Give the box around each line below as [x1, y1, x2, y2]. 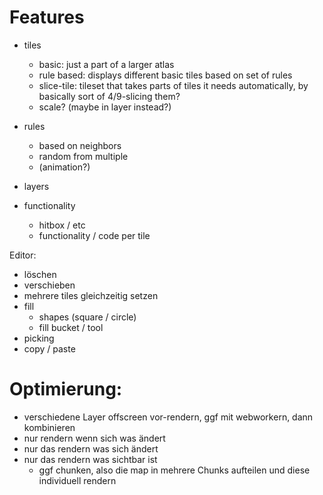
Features [9, 6, 85, 29]
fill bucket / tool [38, 321, 104, 333]
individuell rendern [38, 474, 117, 486]
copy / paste [23, 342, 76, 355]
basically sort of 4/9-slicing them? [38, 90, 181, 102]
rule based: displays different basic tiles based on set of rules [38, 69, 293, 81]
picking [23, 332, 55, 344]
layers [23, 180, 50, 192]
